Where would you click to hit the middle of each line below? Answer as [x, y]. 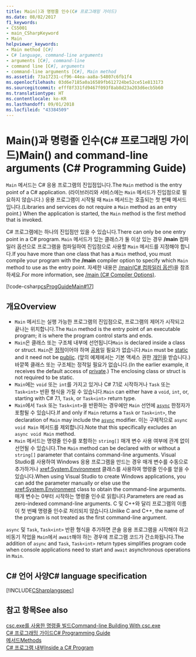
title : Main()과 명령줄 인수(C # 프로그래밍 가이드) [62, 11]
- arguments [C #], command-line [45, 60]
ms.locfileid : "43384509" [37, 110]
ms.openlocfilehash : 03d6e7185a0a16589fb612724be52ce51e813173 [85, 83]
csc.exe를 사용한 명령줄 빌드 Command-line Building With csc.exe [83, 625]
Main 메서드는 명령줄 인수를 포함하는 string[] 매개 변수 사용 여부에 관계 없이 [102, 441]
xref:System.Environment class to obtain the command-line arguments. [100, 489]
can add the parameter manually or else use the [72, 483]
